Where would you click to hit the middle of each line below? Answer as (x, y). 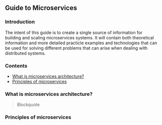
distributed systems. (25, 53)
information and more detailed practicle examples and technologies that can (81, 43)
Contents (16, 66)
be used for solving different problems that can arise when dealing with (76, 48)
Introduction (20, 22)
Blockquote (28, 105)
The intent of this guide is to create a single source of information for (74, 32)
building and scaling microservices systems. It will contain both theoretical (80, 37)
